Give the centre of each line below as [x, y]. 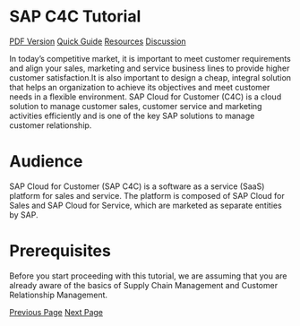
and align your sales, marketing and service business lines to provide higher [150, 68]
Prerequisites [60, 251]
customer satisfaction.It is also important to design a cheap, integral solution [150, 77]
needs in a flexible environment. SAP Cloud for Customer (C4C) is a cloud [146, 97]
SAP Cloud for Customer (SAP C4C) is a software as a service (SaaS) [137, 186]
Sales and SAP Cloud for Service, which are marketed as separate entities [146, 205]
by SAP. [24, 214]
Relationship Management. [59, 295]
